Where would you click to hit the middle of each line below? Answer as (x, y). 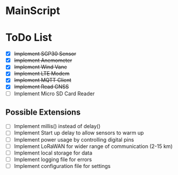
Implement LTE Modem (42, 74)
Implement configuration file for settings (62, 166)
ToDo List (29, 38)
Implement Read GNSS (41, 87)
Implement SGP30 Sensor (45, 54)
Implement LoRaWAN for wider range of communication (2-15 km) (93, 146)
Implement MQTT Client (43, 80)
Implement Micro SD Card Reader (54, 93)
